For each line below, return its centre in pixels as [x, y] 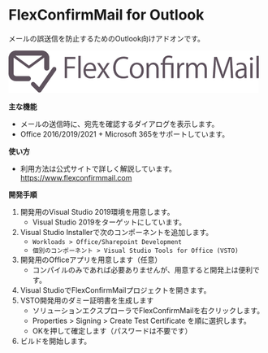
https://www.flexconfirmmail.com [76, 177]
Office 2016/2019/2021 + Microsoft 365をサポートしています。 [125, 134]
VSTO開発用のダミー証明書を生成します [87, 300]
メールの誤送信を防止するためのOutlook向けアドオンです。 [107, 38]
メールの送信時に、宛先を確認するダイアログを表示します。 [119, 124]
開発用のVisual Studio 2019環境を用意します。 [97, 211]
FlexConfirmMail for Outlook [106, 15]
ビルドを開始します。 [56, 341]
